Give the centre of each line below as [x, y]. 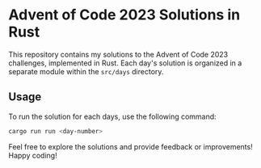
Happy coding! [33, 155]
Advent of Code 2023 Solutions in [124, 15]
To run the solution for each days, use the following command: [112, 116]
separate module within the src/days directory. [86, 71]
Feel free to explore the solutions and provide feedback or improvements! [130, 146]
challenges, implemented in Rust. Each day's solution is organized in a [125, 63]
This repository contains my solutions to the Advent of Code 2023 [118, 54]
